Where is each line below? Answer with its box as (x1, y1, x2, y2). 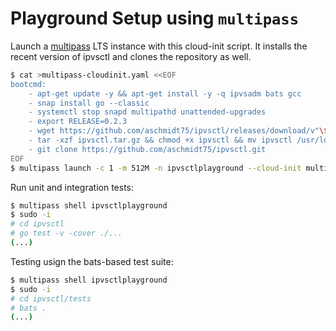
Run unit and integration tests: (10, 181, 135, 193)
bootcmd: (10, 79, 47, 89)
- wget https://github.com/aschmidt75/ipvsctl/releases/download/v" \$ (28, 126, 329, 136)
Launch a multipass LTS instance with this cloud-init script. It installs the (10, 40, 308, 52)
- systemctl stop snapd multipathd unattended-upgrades (28, 107, 267, 117)
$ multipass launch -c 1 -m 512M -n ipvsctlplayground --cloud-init (10, 163, 302, 173)
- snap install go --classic (28, 98, 150, 108)
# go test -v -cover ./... (10, 228, 123, 239)
